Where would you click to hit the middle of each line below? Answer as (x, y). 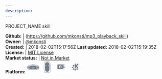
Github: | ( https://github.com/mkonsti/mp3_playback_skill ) (67, 36)
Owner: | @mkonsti (26, 42)
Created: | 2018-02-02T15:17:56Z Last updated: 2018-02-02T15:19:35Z (81, 47)
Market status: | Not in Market (38, 58)
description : (19, 11)
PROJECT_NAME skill (28, 26)
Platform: (15, 71)
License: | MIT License (30, 52)
